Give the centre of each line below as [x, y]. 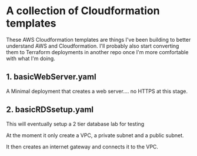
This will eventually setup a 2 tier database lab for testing [75, 124]
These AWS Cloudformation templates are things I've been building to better [98, 39]
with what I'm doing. [31, 58]
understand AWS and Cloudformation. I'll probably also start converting [93, 46]
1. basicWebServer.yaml [51, 77]
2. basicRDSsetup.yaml [50, 110]
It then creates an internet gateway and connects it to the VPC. [82, 147]
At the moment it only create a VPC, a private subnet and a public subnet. [95, 135]
